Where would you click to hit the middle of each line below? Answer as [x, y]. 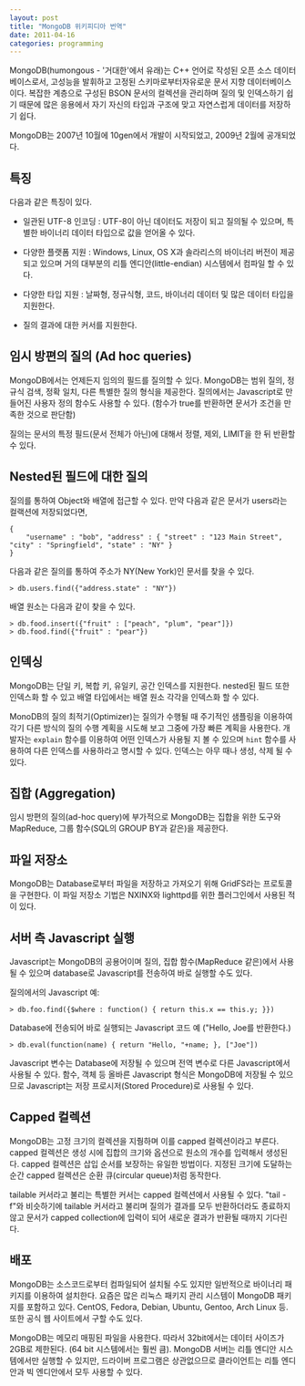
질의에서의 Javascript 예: [55, 992]
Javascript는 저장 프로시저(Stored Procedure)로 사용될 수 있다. [140, 1085]
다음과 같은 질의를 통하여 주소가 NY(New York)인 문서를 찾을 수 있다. [132, 571]
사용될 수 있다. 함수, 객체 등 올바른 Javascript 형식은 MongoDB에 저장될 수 [143, 1074]
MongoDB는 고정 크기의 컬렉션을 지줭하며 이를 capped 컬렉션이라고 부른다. [144, 1141]
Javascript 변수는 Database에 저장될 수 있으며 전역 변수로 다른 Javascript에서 [150, 1062]
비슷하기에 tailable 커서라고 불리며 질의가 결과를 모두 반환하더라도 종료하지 [158, 1205]
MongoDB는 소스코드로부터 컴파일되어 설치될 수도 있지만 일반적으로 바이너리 [146, 1284]
